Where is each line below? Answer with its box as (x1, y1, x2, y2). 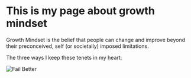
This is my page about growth (6, 4, 155, 18)
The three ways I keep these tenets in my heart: (6, 54, 122, 61)
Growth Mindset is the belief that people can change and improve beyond (6, 36, 186, 43)
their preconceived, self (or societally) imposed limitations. (6, 43, 149, 50)
